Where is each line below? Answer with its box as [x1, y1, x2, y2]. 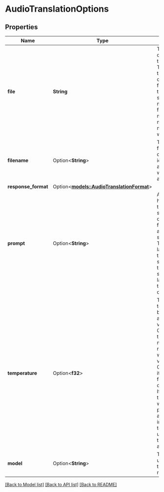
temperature [7, 370, 38, 376]
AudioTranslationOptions [5, 3, 109, 15]
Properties [5, 23, 38, 31]
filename [7, 157, 29, 164]
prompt [7, 240, 25, 247]
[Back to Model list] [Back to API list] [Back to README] [5, 482, 117, 487]
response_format [7, 183, 48, 190]
